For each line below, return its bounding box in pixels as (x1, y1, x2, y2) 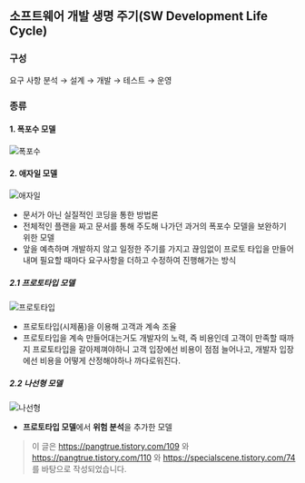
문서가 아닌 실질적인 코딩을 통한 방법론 (22, 210, 159, 221)
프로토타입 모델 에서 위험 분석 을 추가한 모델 (22, 421, 172, 432)
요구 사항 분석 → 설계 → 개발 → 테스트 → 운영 (9, 74, 172, 85)
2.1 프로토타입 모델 (9, 277, 75, 288)
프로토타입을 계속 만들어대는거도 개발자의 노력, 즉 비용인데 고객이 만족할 (22, 332, 278, 343)
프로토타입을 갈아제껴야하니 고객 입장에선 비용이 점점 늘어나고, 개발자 (32, 343, 278, 354)
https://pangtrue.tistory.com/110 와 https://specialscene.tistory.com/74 (31, 452, 296, 463)
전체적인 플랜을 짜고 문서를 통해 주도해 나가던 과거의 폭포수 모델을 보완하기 (22, 221, 288, 232)
